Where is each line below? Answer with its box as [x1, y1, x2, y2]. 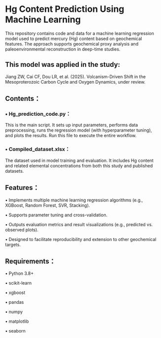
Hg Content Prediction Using [5, 3, 125, 15]
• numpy [5, 309, 23, 315]
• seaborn [5, 328, 26, 334]
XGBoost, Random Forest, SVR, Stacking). [5, 202, 90, 208]
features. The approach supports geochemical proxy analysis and [5, 41, 139, 47]
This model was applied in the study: [5, 60, 121, 69]
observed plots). [5, 227, 38, 233]
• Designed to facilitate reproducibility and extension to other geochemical [5, 236, 157, 242]
